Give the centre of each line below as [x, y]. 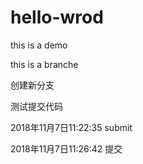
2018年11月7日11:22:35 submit [71, 127]
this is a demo [39, 45]
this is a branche [44, 64]
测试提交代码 [36, 106]
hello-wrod [57, 17]
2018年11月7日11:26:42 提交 [66, 148]
